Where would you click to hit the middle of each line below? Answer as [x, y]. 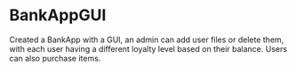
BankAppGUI [58, 15]
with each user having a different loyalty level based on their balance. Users [148, 48]
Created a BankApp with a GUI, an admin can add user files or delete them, [147, 40]
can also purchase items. [55, 58]
